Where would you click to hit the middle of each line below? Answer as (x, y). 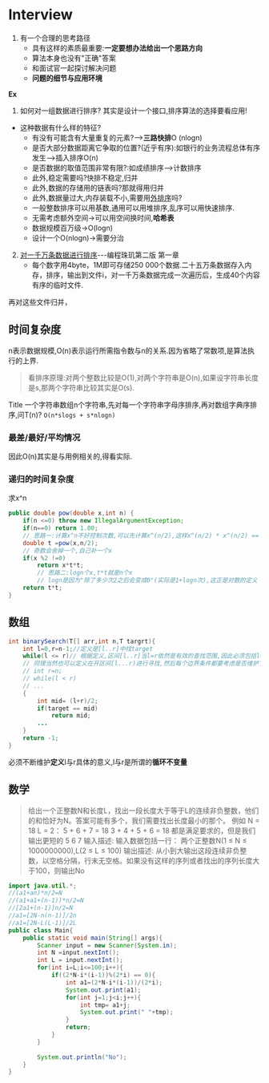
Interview (41, 15)
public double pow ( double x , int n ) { (71, 513)
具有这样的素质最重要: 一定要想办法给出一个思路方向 (117, 48)
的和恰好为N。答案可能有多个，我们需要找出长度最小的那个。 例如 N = (144, 820)
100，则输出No (60, 871)
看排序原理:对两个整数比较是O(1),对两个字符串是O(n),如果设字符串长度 (143, 378)
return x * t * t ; (60, 566)
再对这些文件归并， (40, 301)
